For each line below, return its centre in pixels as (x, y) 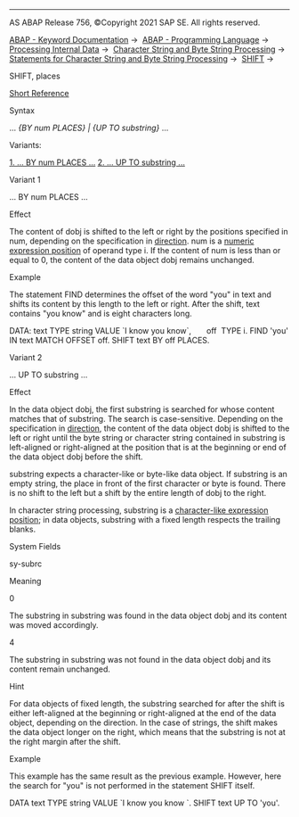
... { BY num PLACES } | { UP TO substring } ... (89, 128)
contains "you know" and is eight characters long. (101, 314)
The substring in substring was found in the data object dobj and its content (148, 615)
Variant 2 (26, 357)
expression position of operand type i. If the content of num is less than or (145, 250)
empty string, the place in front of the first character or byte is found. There (148, 483)
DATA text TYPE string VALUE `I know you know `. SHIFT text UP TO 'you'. (145, 803)
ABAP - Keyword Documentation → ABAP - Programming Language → (139, 40)
